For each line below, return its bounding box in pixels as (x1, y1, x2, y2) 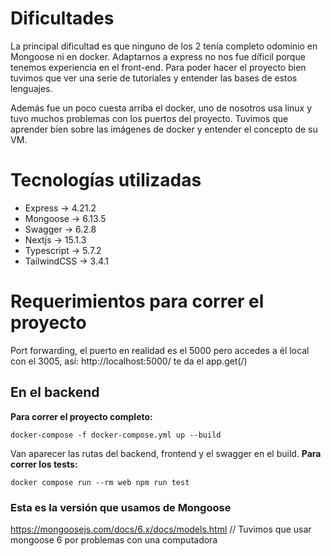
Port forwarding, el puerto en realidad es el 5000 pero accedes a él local (10, 344, 310, 356)
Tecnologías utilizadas (10, 169, 202, 192)
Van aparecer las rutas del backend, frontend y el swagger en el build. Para (10, 447, 322, 459)
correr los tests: (10, 458, 78, 470)
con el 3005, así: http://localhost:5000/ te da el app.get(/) (10, 355, 248, 367)
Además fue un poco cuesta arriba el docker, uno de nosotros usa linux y (10, 102, 313, 114)
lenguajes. (10, 82, 53, 94)
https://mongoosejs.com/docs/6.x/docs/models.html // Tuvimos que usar (10, 523, 312, 535)
